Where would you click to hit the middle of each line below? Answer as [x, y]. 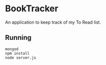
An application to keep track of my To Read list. [53, 22]
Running [18, 38]
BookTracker [32, 9]
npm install [17, 53]
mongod [12, 49]
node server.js [21, 58]
